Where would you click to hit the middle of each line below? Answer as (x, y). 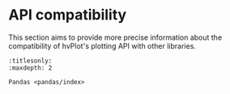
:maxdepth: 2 (30, 68)
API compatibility (68, 15)
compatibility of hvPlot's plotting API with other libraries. (102, 45)
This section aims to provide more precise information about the (115, 37)
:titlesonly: (30, 61)
